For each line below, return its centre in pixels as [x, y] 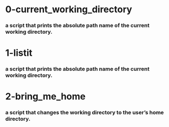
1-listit [19, 53]
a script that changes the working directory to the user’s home [84, 113]
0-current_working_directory [69, 9]
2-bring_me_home [46, 97]
